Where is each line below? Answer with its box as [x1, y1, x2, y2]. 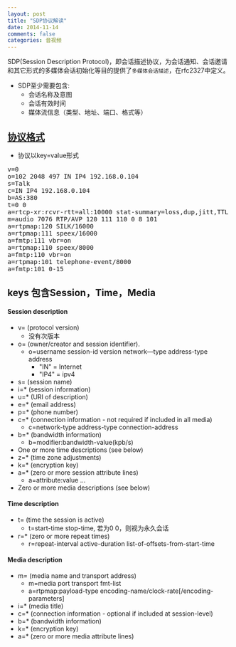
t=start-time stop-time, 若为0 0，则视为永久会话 [28, 524, 169, 532]
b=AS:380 [7, 194, 38, 201]
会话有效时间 [28, 99, 66, 107]
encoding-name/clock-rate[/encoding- [100, 586, 214, 595]
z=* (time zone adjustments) [17, 453, 102, 461]
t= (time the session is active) [17, 515, 104, 524]
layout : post [7, 10, 46, 18]
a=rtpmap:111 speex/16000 [7, 229, 98, 237]
